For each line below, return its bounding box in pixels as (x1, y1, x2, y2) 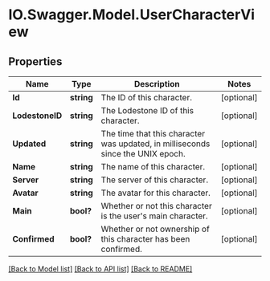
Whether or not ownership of (100, 223, 211, 234)
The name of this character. (100, 161, 206, 172)
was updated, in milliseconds (100, 138, 211, 149)
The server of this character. (100, 174, 209, 185)
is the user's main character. (100, 210, 209, 222)
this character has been (100, 234, 190, 244)
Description (133, 79, 180, 89)
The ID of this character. (100, 92, 193, 103)
